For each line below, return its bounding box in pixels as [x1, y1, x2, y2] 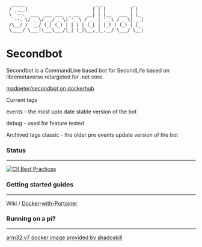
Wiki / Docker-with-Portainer [6, 200, 78, 207]
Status [6, 146, 26, 154]
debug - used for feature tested [6, 119, 85, 126]
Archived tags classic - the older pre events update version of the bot [6, 131, 179, 138]
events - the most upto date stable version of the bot [6, 108, 137, 115]
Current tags [6, 96, 38, 103]
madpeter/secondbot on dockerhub [6, 85, 94, 92]
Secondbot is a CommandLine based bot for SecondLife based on [6, 67, 170, 74]
